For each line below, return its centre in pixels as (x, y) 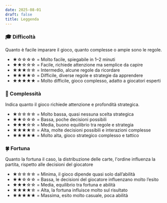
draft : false (19, 14)
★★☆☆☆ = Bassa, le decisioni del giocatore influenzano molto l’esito (85, 179)
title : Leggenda (22, 19)
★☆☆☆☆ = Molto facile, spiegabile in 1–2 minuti (64, 59)
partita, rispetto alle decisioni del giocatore (49, 164)
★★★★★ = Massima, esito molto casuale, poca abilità (70, 195)
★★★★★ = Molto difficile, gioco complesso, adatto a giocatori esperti (86, 80)
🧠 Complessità (23, 93)
